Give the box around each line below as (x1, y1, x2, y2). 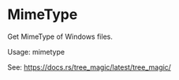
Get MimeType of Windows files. (7, 32, 114, 41)
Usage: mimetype (7, 47, 65, 56)
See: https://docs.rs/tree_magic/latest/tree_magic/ (7, 62, 171, 72)
